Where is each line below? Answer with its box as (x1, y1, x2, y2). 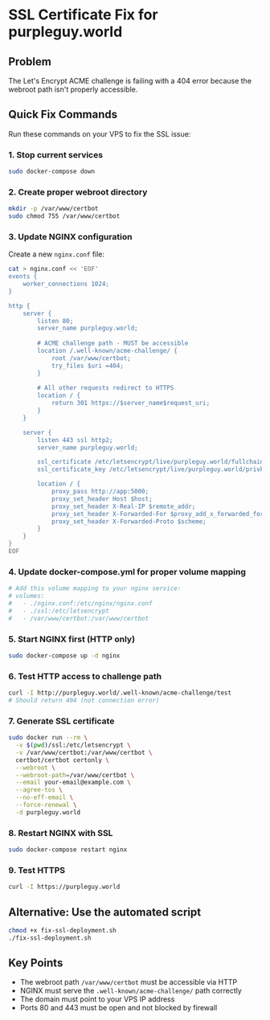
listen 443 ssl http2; (37, 436, 113, 444)
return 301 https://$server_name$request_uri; (51, 399, 211, 408)
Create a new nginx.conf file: (8, 249, 105, 259)
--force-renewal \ (15, 801, 78, 809)
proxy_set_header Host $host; (51, 494, 153, 503)
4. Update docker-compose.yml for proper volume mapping (8, 566, 247, 577)
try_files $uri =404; (51, 362, 125, 370)
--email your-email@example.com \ (15, 778, 131, 787)
